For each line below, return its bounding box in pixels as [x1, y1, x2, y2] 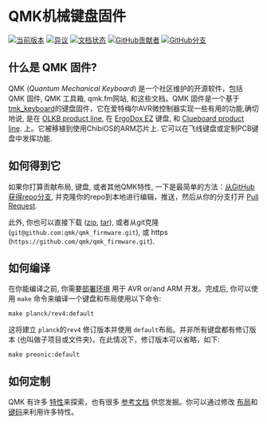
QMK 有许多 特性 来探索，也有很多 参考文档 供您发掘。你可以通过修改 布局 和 [8, 397, 258, 407]
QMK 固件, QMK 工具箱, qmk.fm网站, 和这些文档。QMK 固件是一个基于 [8, 93, 240, 103]
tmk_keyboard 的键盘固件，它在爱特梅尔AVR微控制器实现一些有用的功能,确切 [8, 103, 259, 113]
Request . [8, 200, 37, 210]
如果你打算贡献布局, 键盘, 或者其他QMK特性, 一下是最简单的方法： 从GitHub [8, 181, 255, 192]
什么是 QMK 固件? [8, 61, 97, 74]
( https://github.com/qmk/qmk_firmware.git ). [8, 236, 155, 246]
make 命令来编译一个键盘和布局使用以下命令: [17, 294, 162, 303]
